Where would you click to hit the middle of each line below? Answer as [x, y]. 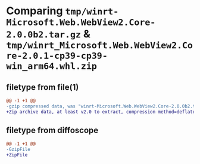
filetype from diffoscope [52, 130]
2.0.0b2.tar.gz [44, 35]
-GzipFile [18, 150]
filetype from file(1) [43, 87]
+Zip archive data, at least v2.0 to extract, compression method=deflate [101, 112]
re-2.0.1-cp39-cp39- [57, 56]
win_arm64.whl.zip [51, 66]
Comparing [35, 11]
